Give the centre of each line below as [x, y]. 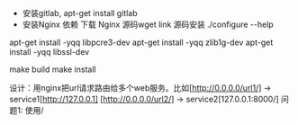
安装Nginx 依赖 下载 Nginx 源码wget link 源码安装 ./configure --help [148, 24]
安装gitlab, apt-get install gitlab [80, 13]
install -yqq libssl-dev [50, 52]
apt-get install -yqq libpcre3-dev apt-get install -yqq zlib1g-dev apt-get [141, 42]
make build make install [53, 69]
